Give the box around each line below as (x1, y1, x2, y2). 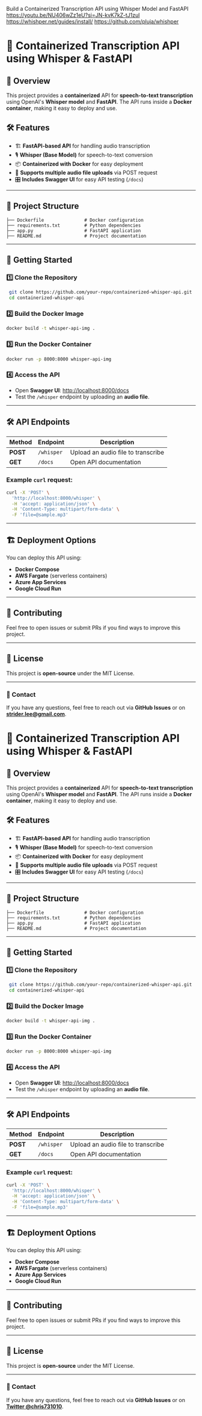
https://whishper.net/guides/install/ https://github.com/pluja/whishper (6, 18, 179, 25)
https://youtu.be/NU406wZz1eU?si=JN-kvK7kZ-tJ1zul (6, 11, 140, 19)
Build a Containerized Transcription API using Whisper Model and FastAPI (6, 5, 189, 12)
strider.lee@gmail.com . (6, 710, 67, 717)
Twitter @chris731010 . (6, 1403, 64, 1410)
